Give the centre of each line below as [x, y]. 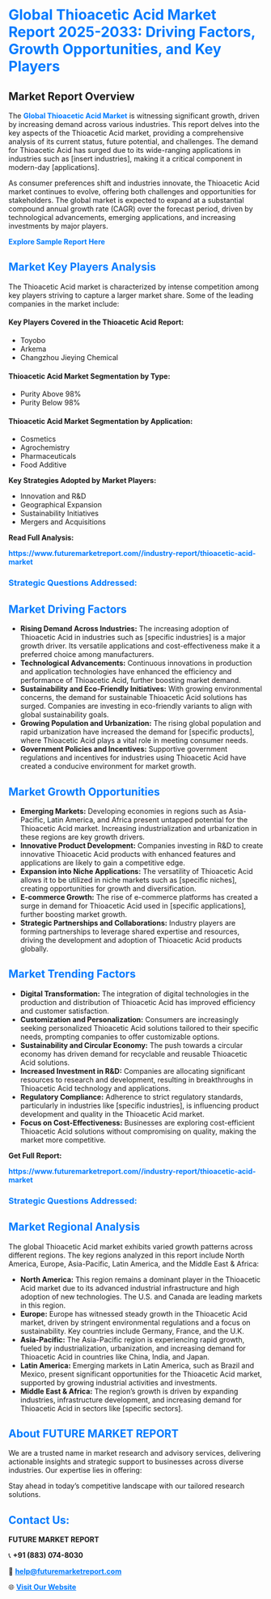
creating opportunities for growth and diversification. [108, 889]
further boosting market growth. [74, 914]
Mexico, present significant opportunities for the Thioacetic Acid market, [141, 1374]
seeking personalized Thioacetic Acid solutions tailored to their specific [139, 1028]
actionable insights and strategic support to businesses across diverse [126, 1461]
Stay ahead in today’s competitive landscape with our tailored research [127, 1486]
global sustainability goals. [64, 715]
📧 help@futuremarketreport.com [65, 1571]
